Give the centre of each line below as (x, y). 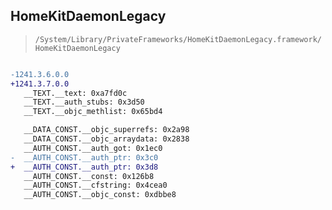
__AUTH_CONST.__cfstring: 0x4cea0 (95, 185)
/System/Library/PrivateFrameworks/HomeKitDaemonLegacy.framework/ (178, 39)
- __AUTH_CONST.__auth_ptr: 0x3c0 (84, 157)
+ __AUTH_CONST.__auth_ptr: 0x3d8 (84, 167)
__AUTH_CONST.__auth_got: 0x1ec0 (93, 148)
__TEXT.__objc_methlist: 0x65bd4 (93, 112)
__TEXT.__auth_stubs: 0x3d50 (84, 102)
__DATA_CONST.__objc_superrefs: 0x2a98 (106, 130)
